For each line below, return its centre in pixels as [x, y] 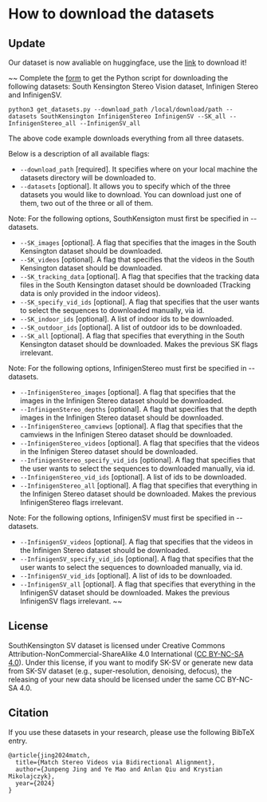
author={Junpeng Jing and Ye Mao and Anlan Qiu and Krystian [119, 769]
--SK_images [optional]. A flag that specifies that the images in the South [138, 243]
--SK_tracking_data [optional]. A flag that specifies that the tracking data [139, 277]
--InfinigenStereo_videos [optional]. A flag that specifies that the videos [139, 443]
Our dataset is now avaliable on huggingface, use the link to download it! [128, 62]
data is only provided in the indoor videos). [90, 293]
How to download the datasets [111, 14]
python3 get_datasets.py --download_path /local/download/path [116, 109]
